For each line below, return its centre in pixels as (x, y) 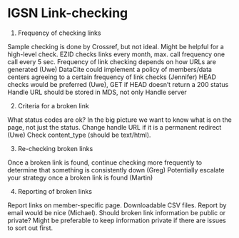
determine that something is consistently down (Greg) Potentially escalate (116, 170)
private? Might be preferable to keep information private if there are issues (117, 220)
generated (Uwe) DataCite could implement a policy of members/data (110, 69)
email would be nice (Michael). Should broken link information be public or (117, 212)
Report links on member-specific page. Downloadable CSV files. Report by (117, 205)
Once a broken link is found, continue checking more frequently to (105, 162)
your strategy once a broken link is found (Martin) (80, 177)
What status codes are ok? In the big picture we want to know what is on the (119, 120)
